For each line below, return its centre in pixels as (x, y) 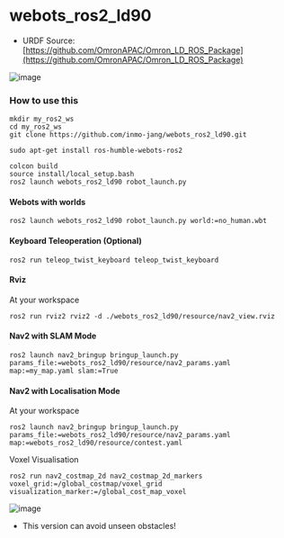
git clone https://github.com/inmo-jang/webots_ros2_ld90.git (128, 135)
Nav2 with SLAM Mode (53, 336)
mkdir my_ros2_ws (42, 119)
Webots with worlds (48, 202)
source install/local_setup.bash (72, 175)
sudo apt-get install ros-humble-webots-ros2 (96, 151)
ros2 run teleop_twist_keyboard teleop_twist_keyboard (114, 260)
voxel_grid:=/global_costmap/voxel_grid (86, 484)
